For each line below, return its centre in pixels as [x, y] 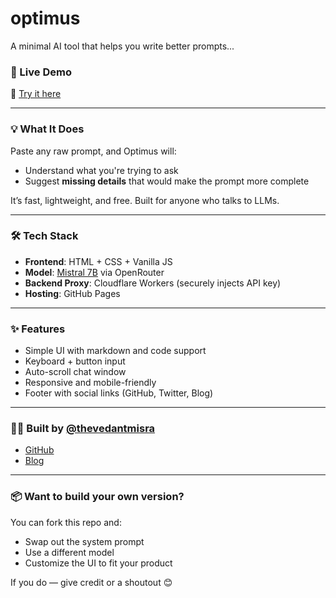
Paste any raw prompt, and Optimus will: [93, 151]
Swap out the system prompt [84, 541]
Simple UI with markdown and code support [115, 351]
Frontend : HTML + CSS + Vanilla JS [98, 261]
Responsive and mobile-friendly [90, 383]
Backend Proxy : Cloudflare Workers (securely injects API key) [153, 283]
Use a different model [69, 552]
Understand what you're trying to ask [101, 170]
